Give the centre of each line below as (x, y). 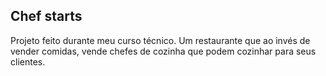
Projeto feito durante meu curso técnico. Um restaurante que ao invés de (160, 40)
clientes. (28, 61)
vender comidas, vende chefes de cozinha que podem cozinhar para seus (163, 51)
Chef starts (46, 16)
